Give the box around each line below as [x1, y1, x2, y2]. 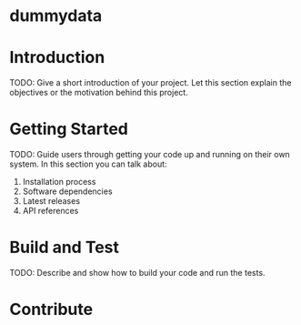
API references [22, 206, 79, 217]
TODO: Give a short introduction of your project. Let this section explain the [9, 77, 292, 88]
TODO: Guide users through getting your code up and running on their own [9, 149, 291, 160]
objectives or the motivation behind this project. [9, 87, 188, 98]
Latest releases [22, 196, 80, 207]
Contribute [9, 300, 94, 320]
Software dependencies [22, 186, 113, 197]
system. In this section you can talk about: [9, 158, 167, 169]
